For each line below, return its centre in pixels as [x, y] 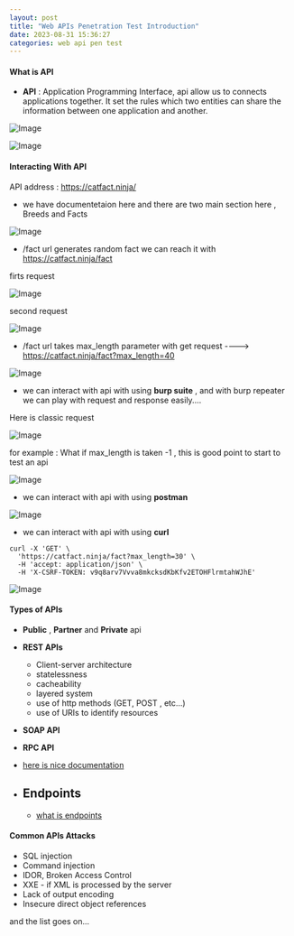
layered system [64, 693]
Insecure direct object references [84, 904]
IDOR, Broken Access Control [77, 875]
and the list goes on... [50, 921]
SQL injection [47, 856]
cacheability [59, 683]
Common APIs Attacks [53, 836]
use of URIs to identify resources [97, 712]
